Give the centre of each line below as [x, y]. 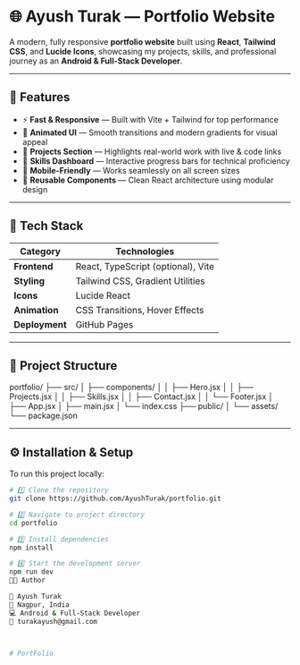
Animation [37, 310]
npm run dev [31, 572]
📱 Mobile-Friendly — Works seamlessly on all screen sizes [131, 170]
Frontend [33, 266]
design [35, 189]
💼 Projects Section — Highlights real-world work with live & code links [152, 151]
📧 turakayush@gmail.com [54, 621]
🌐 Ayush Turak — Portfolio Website [142, 17]
